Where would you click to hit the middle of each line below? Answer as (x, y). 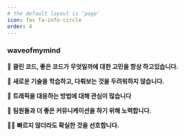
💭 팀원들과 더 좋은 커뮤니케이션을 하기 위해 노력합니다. (79, 110)
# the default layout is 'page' (53, 13)
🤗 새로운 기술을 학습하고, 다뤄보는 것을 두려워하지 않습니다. (86, 81)
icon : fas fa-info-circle (44, 20)
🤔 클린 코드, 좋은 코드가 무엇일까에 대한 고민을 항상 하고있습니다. (93, 66)
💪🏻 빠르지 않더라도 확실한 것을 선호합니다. (63, 125)
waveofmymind (34, 50)
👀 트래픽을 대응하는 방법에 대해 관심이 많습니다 (69, 96)
